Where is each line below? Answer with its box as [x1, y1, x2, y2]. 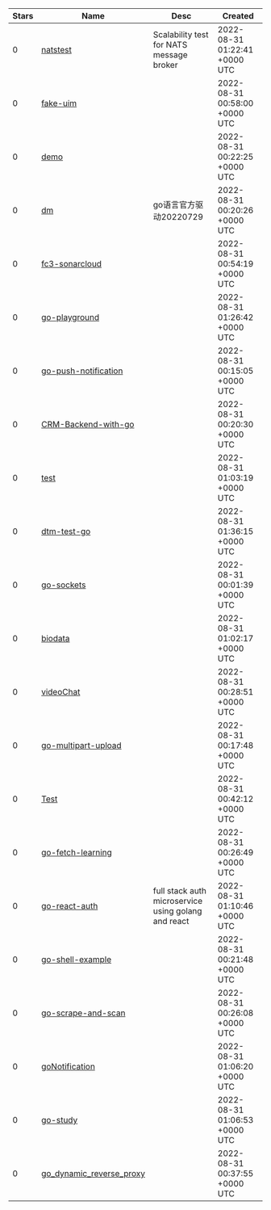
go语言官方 [152, 200, 196, 210]
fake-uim [41, 98, 77, 108]
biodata [41, 633, 70, 644]
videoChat [41, 687, 81, 697]
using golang [152, 905, 202, 916]
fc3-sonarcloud [41, 258, 102, 269]
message [152, 49, 188, 60]
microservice [152, 896, 203, 906]
